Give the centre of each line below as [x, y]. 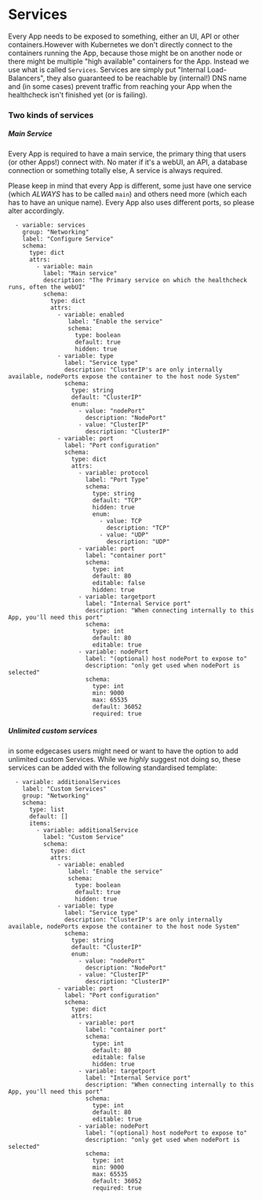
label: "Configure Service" [68, 239]
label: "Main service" [80, 273]
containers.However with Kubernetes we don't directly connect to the [120, 44]
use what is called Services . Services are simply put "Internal [107, 69]
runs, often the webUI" [47, 287]
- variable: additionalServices [68, 782]
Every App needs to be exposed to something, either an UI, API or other [124, 36]
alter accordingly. [36, 211]
